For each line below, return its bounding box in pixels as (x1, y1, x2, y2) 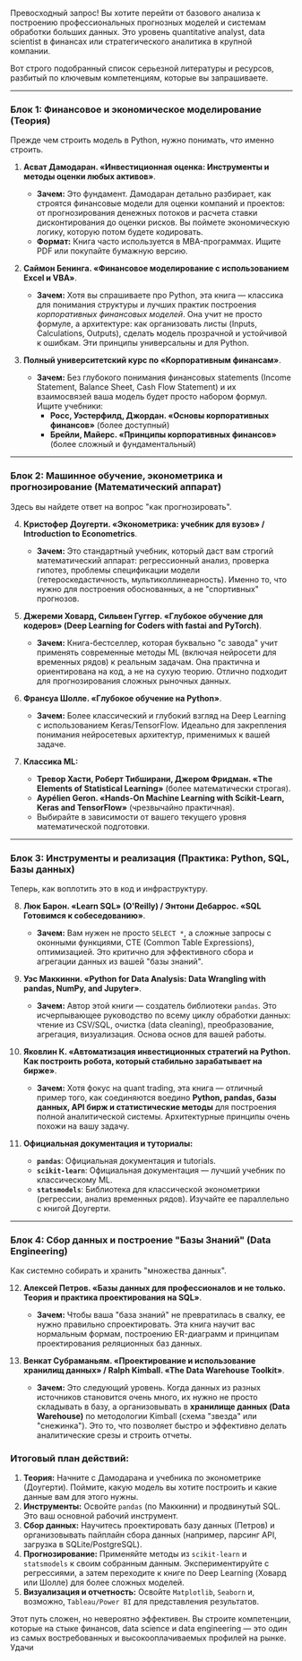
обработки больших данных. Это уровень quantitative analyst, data (10, 27, 265, 37)
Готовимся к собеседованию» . (22, 909, 146, 921)
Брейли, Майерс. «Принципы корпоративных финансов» (49, 429, 277, 440)
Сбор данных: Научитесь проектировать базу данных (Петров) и (22, 1520, 276, 1531)
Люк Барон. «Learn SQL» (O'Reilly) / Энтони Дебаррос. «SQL (22, 900, 262, 911)
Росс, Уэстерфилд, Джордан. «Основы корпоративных (49, 410, 270, 421)
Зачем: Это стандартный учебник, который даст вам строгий (36, 546, 274, 556)
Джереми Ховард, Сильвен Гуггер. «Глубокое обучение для (22, 610, 263, 621)
